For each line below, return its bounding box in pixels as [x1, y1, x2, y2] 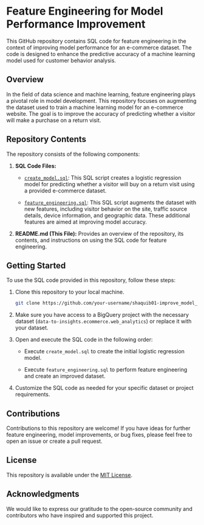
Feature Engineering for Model [6, 4, 163, 18]
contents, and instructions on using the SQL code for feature [15, 236, 167, 244]
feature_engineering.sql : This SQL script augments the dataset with [24, 199, 196, 206]
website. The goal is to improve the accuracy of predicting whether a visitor [6, 110, 195, 117]
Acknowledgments [6, 489, 80, 499]
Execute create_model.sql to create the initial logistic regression [24, 348, 185, 355]
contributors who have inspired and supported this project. [6, 512, 154, 519]
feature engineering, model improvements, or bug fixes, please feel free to [6, 431, 192, 439]
